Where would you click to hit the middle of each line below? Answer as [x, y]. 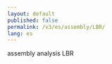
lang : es [20, 33]
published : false [33, 20]
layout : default [31, 14]
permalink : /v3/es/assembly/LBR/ [56, 27]
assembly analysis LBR [41, 53]
